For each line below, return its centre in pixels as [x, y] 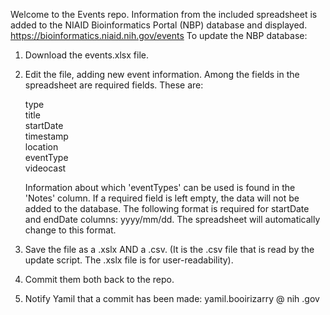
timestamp [46, 136]
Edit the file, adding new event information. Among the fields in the [162, 74]
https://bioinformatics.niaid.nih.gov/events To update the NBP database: [159, 35]
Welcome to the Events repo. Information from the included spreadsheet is [164, 14]
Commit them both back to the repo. [99, 279]
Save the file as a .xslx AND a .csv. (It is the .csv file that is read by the [169, 249]
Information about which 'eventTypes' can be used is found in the [160, 187]
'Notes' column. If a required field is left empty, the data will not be [162, 198]
